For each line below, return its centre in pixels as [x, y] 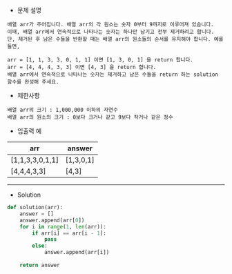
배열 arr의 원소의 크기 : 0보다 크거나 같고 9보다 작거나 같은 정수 [90, 117]
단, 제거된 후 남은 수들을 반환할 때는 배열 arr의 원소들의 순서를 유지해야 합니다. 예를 [115, 39]
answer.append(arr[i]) [77, 253]
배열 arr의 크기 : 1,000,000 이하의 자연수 [63, 110]
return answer [40, 265]
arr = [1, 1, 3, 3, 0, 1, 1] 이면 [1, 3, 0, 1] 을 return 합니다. [100, 60]
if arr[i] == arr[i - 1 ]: [69, 233]
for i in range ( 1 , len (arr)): [63, 226]
